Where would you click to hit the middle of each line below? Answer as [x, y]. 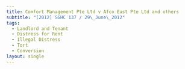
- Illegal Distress [36, 40]
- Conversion [28, 51]
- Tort [20, 46]
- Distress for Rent [37, 34]
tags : [13, 23]
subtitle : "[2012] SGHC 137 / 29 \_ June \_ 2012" [66, 17]
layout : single [25, 56]
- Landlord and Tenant [40, 28]
